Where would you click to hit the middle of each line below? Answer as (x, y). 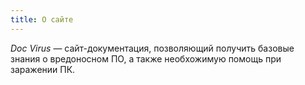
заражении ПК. (43, 69)
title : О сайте (42, 19)
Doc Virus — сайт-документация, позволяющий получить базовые (152, 48)
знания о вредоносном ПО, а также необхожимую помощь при (146, 58)
